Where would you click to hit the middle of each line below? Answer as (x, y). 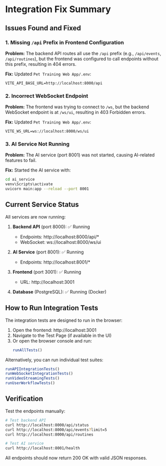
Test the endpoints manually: (35, 411)
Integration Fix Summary (58, 9)
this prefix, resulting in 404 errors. (41, 64)
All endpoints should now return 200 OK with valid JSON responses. (76, 458)
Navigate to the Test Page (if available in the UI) (62, 335)
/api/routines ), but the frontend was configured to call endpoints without (82, 59)
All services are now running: (36, 217)
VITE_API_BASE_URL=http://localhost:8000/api (54, 83)
